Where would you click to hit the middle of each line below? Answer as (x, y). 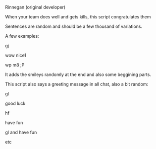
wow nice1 (16, 55)
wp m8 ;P (15, 65)
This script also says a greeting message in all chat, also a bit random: (77, 84)
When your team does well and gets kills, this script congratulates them (78, 17)
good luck (15, 103)
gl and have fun (21, 132)
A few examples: (22, 36)
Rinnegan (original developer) (35, 7)
